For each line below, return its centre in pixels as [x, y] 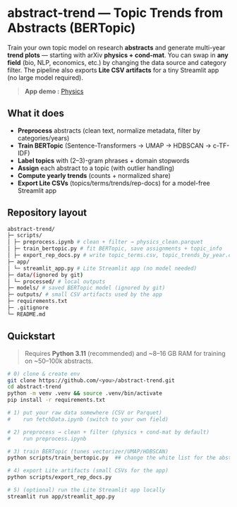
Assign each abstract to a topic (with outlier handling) [96, 168]
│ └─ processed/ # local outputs [56, 281]
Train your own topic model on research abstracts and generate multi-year [116, 47]
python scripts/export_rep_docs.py [60, 477]
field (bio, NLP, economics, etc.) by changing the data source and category [117, 62]
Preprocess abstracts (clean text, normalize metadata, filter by [109, 130]
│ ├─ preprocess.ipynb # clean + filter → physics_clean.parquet [105, 242]
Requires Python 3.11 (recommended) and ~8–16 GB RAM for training [125, 353]
